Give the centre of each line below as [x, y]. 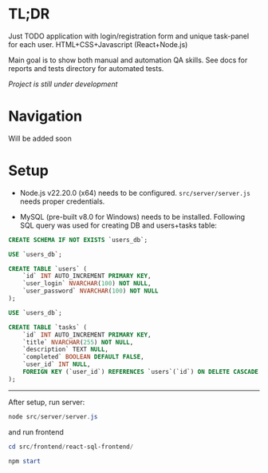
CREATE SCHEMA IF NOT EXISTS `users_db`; [78, 240]
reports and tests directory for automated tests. [86, 68]
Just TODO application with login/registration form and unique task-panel [129, 36]
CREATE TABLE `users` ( [48, 268]
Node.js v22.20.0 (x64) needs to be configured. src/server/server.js [135, 193]
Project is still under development [63, 84]
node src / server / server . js [53, 416]
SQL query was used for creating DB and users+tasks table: [118, 225]
